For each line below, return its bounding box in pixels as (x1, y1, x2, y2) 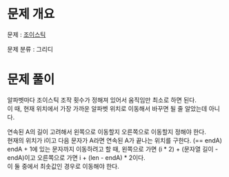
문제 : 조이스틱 (7, 30, 46, 39)
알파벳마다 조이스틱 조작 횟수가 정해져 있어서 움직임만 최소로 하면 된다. (7, 96, 197, 104)
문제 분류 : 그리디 (7, 45, 54, 53)
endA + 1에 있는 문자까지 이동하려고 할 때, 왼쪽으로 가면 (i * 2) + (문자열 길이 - (7, 145, 219, 153)
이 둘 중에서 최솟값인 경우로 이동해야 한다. (7, 162, 119, 170)
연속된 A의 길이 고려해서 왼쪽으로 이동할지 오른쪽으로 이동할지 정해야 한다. (7, 127, 207, 136)
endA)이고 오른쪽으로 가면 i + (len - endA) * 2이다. (7, 153, 146, 162)
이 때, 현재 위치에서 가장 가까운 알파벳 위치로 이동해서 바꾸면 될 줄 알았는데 (7, 104, 208, 112)
